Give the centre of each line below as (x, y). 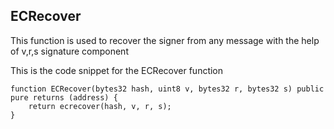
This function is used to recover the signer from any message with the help (165, 40)
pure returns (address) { (64, 97)
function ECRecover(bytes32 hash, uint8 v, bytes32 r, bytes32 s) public (167, 89)
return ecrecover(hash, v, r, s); (100, 106)
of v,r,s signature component (69, 51)
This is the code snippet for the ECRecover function (117, 70)
